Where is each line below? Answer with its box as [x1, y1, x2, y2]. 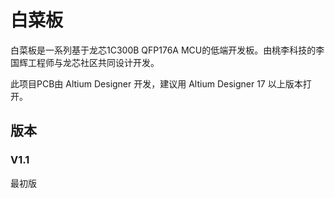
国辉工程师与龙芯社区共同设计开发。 [10, 56, 160, 68]
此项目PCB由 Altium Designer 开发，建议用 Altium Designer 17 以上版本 [10, 77, 303, 90]
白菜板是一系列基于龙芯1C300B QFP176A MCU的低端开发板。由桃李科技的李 [10, 44, 325, 56]
